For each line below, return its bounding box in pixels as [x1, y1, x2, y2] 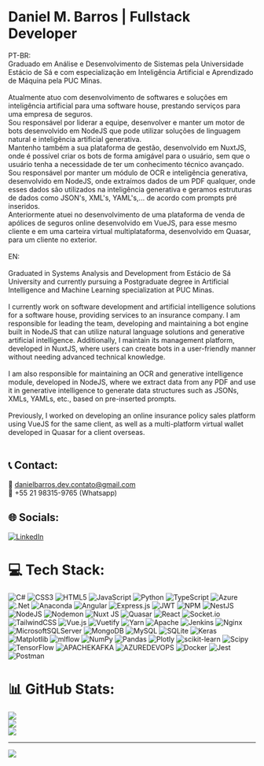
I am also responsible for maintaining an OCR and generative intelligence [8, 369, 244, 378]
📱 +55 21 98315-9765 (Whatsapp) [8, 488, 118, 497]
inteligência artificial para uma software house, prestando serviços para [8, 101, 241, 110]
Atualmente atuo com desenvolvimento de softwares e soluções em [8, 92, 228, 102]
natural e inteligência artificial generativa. [8, 134, 142, 143]
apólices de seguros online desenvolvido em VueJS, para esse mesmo [8, 218, 237, 228]
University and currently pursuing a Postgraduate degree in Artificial [8, 277, 229, 286]
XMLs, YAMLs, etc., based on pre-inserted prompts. [8, 394, 177, 403]
